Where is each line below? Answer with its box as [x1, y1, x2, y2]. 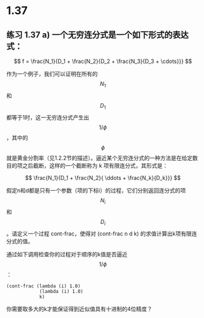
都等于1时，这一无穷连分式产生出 [6, 114, 89, 121]
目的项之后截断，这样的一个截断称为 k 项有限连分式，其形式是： [6, 161, 168, 169]
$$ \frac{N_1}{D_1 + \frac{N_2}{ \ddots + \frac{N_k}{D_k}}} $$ [25, 174, 181, 181]
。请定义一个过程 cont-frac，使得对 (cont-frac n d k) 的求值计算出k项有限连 [6, 230, 197, 237]
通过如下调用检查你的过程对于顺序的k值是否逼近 [6, 251, 127, 258]
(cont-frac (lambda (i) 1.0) [6, 283, 81, 289]
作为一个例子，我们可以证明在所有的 [6, 70, 98, 77]
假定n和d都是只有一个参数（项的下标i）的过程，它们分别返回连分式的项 [6, 187, 186, 194]
